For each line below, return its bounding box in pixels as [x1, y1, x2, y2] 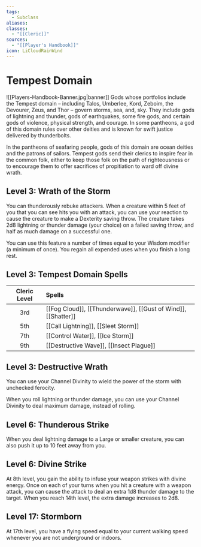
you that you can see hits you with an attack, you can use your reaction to [6, 208, 188, 216]
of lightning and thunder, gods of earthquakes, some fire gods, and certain [6, 112, 190, 120]
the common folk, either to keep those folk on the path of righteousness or [6, 156, 190, 163]
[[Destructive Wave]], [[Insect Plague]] [45, 341, 156, 350]
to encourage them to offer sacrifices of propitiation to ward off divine [6, 163, 179, 170]
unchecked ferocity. [6, 384, 56, 392]
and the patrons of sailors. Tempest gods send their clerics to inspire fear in [6, 149, 193, 157]
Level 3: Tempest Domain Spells [6, 269, 128, 279]
